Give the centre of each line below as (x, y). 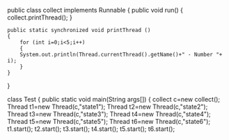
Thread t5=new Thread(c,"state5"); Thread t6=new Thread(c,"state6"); (109, 122)
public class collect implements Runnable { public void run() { (95, 10)
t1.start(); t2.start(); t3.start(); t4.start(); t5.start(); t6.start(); (91, 129)
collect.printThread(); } (40, 17)
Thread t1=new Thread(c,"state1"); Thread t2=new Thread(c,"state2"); (108, 107)
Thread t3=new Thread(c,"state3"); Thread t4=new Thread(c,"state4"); (109, 114)
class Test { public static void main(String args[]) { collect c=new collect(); (114, 99)
